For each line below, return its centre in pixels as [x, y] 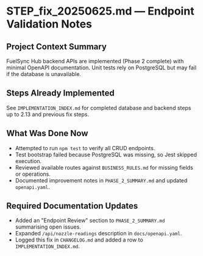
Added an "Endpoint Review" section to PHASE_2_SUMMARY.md [90, 221]
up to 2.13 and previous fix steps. [48, 114]
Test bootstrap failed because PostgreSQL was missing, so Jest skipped [106, 154]
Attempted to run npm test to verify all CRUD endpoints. [85, 148]
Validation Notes [49, 24]
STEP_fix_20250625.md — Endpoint [100, 11]
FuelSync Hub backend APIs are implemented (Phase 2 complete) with [95, 61]
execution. [28, 161]
